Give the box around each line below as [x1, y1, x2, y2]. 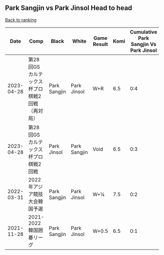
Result [92, 41, 108, 47]
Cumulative [130, 28, 158, 35]
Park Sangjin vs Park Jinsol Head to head [5, 4, 133, 12]
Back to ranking [5, 17, 37, 23]
